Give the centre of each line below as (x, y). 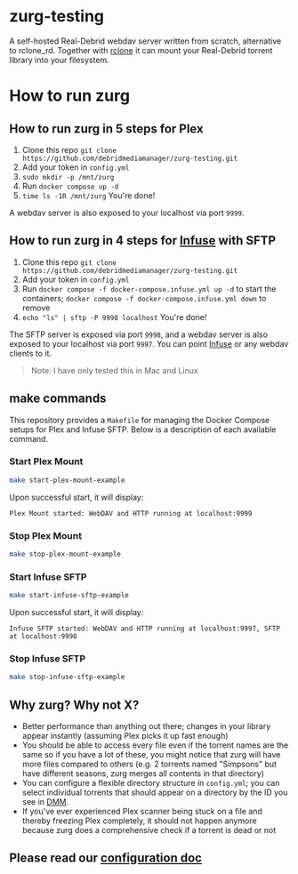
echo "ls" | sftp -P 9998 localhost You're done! (114, 317)
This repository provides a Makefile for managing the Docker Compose (140, 420)
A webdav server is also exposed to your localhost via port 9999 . (127, 212)
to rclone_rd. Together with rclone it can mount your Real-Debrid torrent (141, 50)
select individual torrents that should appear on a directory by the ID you (155, 792)
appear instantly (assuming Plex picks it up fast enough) (125, 736)
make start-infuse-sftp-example (69, 596)
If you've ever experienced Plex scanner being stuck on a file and (142, 812)
